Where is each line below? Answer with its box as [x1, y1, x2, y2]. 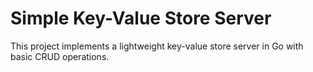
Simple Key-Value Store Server [10, 7, 272, 30]
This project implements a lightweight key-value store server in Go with [10, 40, 304, 52]
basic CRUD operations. [10, 50, 110, 62]
